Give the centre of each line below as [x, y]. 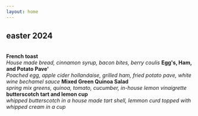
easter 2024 [29, 36]
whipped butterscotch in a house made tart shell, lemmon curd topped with [99, 101]
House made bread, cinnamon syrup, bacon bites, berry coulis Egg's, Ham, [99, 62]
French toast [22, 57]
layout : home [22, 12]
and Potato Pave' [28, 69]
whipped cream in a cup [36, 107]
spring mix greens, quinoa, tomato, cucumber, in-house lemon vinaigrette [97, 88]
